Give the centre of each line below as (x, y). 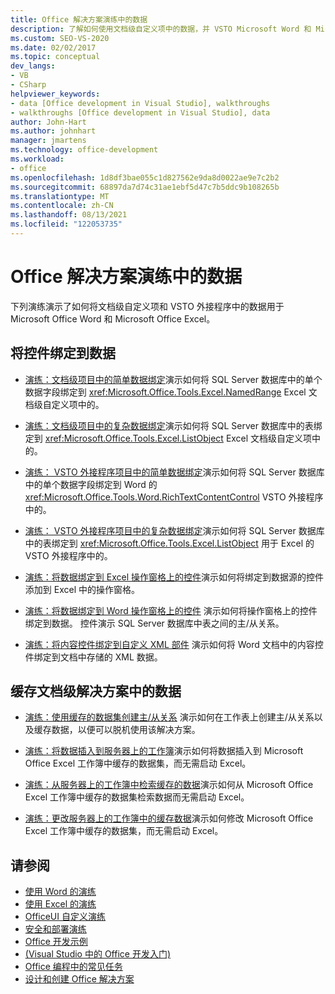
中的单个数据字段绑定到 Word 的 (91, 484)
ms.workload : (37, 159)
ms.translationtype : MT (60, 196)
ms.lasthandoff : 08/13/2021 (69, 215)
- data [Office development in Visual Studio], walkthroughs (140, 103)
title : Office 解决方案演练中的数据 (79, 19)
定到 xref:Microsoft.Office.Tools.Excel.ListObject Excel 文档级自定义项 (168, 438)
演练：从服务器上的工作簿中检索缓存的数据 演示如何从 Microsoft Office (169, 785)
